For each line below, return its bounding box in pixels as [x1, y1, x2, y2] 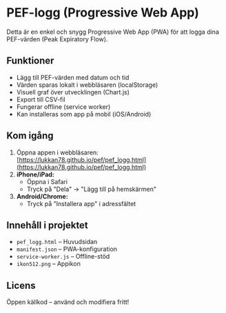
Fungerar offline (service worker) [16, 102, 111, 111]
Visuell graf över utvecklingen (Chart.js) [16, 88, 130, 96]
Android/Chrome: [16, 192, 68, 201]
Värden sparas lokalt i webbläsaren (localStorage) [16, 81, 158, 89]
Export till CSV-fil [16, 95, 66, 103]
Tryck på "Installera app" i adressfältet [26, 199, 136, 208]
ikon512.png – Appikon [16, 260, 81, 268]
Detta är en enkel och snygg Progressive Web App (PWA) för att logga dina [6, 28, 220, 36]
